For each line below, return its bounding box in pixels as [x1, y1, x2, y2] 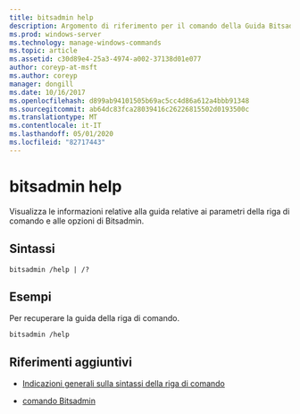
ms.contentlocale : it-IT [9, 122, 102, 131]
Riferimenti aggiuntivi [9, 354, 132, 369]
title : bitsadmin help [9, 13, 94, 22]
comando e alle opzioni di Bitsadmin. [9, 215, 145, 226]
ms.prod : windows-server [9, 30, 102, 38]
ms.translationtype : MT [9, 113, 98, 122]
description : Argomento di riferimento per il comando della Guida [9, 21, 266, 30]
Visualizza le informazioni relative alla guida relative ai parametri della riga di [9, 206, 290, 216]
